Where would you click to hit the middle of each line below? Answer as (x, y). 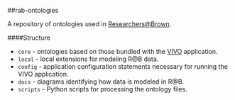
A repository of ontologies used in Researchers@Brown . (89, 24)
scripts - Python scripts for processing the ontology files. (102, 89)
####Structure (29, 38)
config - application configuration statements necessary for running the (123, 66)
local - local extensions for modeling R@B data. (88, 59)
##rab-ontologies (33, 10)
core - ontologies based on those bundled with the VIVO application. (117, 51)
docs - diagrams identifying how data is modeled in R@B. (101, 82)
